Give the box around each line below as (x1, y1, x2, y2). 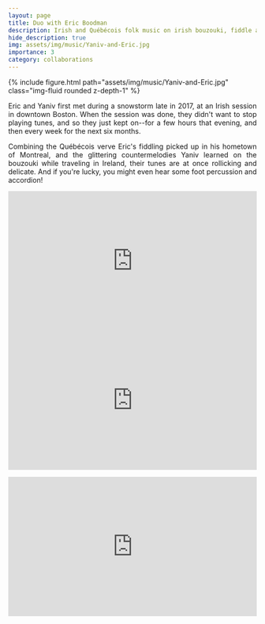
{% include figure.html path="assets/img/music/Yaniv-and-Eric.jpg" (8, 77, 229, 87)
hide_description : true (8, 33, 87, 42)
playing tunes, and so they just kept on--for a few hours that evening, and (8, 118, 257, 127)
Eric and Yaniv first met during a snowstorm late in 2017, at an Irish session (8, 100, 257, 111)
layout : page (8, 11, 51, 20)
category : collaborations (8, 56, 93, 64)
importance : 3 (8, 48, 55, 56)
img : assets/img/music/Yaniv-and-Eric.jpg (8, 41, 150, 49)
